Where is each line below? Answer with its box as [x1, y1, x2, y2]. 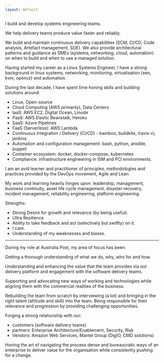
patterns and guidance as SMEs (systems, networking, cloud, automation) [5, 50, 154, 56]
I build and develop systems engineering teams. [5, 21, 102, 26]
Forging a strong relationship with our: [5, 312, 82, 318]
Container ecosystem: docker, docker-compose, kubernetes [12, 151, 134, 157]
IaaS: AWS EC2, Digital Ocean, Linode [12, 109, 89, 115]
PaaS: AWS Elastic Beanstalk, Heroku [12, 114, 87, 120]
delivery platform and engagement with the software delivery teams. [5, 268, 143, 274]
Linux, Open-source [12, 99, 53, 105]
